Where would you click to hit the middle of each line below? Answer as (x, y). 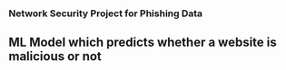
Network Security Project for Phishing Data (106, 13)
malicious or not (55, 57)
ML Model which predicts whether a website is (143, 43)
